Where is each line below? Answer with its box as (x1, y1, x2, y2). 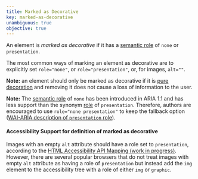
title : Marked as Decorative (6, 8, 79, 15)
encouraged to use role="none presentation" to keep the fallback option (6, 108, 185, 115)
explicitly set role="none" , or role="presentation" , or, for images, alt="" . (6, 66, 186, 73)
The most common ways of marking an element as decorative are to (6, 59, 174, 67)
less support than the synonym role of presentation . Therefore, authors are (6, 102, 191, 109)
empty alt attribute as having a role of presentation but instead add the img (6, 160, 193, 167)
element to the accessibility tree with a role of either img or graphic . (6, 166, 172, 173)
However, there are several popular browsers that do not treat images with (6, 153, 189, 161)
